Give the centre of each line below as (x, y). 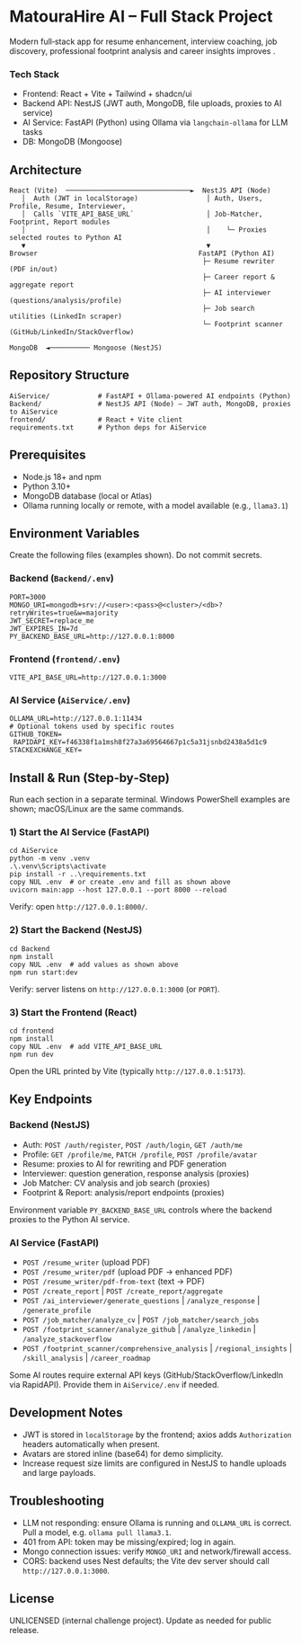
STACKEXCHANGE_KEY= (46, 750)
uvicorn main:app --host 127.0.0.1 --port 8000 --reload (118, 890)
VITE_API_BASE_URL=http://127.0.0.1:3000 (88, 678)
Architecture (46, 169)
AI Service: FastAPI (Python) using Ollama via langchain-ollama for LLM (155, 122)
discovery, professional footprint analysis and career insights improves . (142, 50)
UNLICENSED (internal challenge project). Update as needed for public (141, 1621)
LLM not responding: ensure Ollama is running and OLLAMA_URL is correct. (157, 1523)
